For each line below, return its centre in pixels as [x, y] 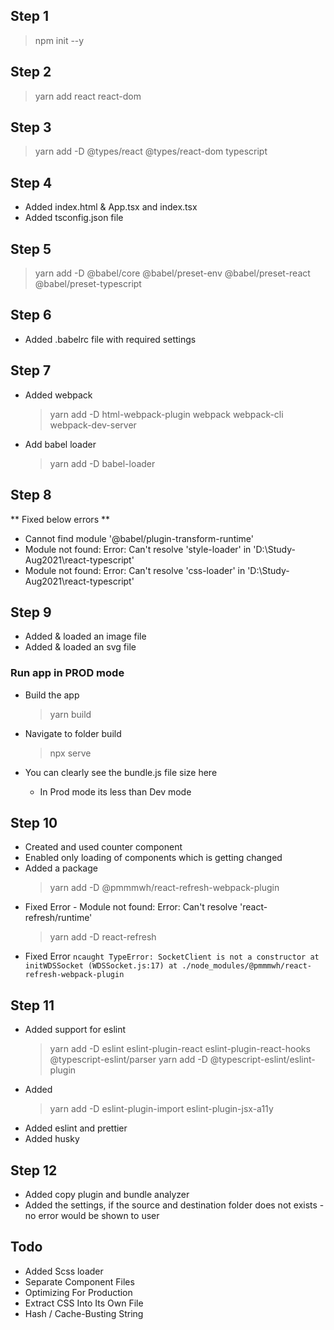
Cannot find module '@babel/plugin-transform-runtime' [139, 538]
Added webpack [58, 395]
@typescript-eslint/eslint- [262, 1060]
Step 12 [34, 1170]
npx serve [70, 753]
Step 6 [31, 315]
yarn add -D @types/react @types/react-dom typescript [151, 151]
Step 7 [31, 370]
